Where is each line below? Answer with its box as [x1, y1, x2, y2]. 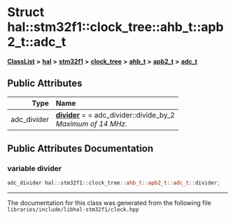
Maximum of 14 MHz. [55, 118, 127, 128]
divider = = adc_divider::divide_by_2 [55, 110, 175, 120]
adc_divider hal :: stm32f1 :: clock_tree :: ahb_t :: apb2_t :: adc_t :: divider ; [7, 179, 220, 186]
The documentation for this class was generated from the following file [7, 199, 212, 207]
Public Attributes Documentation [7, 143, 154, 155]
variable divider [7, 164, 62, 174]
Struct [7, 4, 45, 20]
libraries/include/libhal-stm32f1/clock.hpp [7, 206, 139, 214]
